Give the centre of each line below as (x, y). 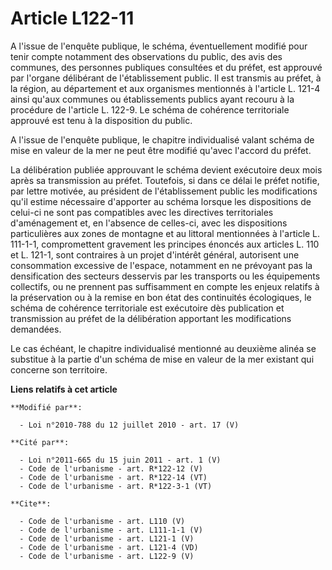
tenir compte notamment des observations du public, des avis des (146, 56)
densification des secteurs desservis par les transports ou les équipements (165, 276)
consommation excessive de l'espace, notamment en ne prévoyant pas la (161, 265)
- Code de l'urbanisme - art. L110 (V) (102, 521)
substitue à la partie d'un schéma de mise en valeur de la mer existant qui (162, 359)
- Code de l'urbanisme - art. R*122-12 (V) (111, 468)
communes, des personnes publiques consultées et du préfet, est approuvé (166, 67)
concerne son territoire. (59, 369)
